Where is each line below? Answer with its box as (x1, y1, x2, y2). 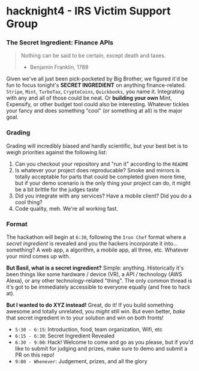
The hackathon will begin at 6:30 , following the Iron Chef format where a (6, 234, 186, 241)
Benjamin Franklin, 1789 (29, 64, 89, 71)
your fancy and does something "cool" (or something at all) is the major (6, 107, 183, 115)
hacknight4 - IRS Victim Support (6, 4, 171, 18)
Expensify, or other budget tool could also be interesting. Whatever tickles (6, 101, 189, 108)
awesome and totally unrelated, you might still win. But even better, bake (6, 308, 186, 315)
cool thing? (14, 198, 43, 205)
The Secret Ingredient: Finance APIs (6, 38, 114, 47)
